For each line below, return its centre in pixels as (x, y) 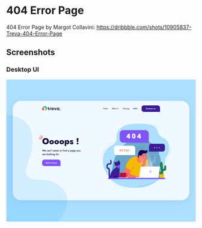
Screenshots (31, 53)
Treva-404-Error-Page (34, 33)
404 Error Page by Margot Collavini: (51, 27)
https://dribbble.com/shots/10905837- (144, 27)
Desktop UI (23, 70)
